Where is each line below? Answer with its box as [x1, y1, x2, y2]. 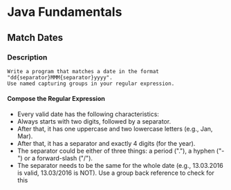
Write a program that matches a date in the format [7, 68, 159, 75]
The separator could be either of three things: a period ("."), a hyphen [17, 146, 215, 155]
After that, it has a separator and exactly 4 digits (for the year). [17, 140, 196, 148]
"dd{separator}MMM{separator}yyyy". [7, 74, 113, 81]
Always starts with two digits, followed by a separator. [17, 117, 172, 126]
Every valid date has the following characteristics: [17, 110, 159, 118]
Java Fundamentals [7, 4, 122, 20]
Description [7, 53, 48, 62]
